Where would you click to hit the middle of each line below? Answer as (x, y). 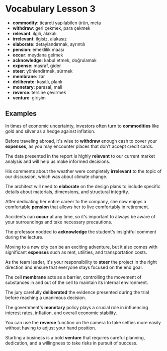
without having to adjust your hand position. (51, 328)
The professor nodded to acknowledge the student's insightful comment (81, 231)
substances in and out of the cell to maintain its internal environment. (77, 282)
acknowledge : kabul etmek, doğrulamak (55, 60)
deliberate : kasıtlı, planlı (37, 82)
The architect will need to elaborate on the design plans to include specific (83, 186)
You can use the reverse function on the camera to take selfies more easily (83, 322)
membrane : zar (29, 76)
